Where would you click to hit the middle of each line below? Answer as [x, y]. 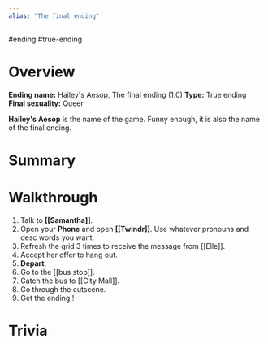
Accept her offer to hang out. [69, 255]
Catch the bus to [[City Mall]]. [70, 281]
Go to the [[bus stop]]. [57, 272]
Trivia [28, 331]
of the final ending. [40, 128]
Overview [42, 72]
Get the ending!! [47, 298]
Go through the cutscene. [63, 289]
